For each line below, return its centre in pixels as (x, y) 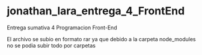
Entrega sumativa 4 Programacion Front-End (62, 27)
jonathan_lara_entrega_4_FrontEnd (96, 11)
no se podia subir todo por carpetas (51, 45)
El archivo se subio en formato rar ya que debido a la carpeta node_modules (101, 39)
